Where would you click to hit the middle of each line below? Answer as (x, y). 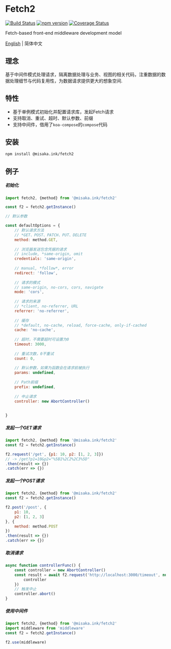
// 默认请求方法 (29, 230)
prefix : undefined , (35, 387)
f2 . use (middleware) (26, 642)
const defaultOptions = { (33, 226)
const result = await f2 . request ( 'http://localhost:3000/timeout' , (87, 575)
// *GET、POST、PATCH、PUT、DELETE (51, 235)
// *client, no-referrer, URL (47, 306)
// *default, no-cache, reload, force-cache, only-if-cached (80, 325)
